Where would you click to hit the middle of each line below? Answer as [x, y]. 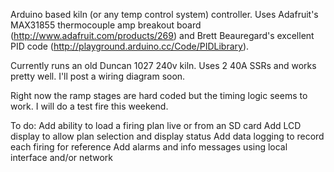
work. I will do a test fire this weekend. [89, 106]
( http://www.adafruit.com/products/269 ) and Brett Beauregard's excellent [162, 35]
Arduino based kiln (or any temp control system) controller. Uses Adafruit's [164, 14]
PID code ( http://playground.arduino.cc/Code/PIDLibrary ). [130, 46]
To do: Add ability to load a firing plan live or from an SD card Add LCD [156, 125]
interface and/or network [62, 157]
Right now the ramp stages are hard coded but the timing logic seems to [159, 95]
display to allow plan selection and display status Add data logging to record [167, 136]
